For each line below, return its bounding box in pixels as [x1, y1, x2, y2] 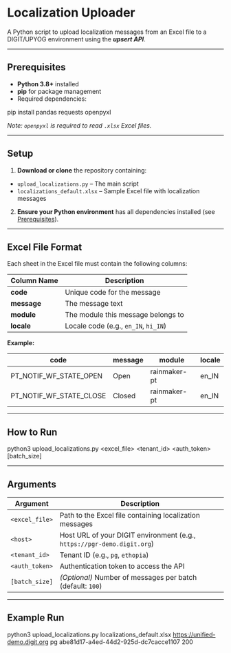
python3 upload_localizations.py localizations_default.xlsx [7, 630, 172, 639]
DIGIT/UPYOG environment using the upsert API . [7, 35, 146, 43]
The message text [65, 299, 123, 309]
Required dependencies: [16, 95, 87, 103]
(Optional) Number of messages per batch [59, 573, 197, 582]
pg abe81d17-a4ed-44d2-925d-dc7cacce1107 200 [49, 637, 194, 646]
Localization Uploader [7, 5, 135, 21]
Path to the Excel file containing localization [59, 511, 201, 520]
